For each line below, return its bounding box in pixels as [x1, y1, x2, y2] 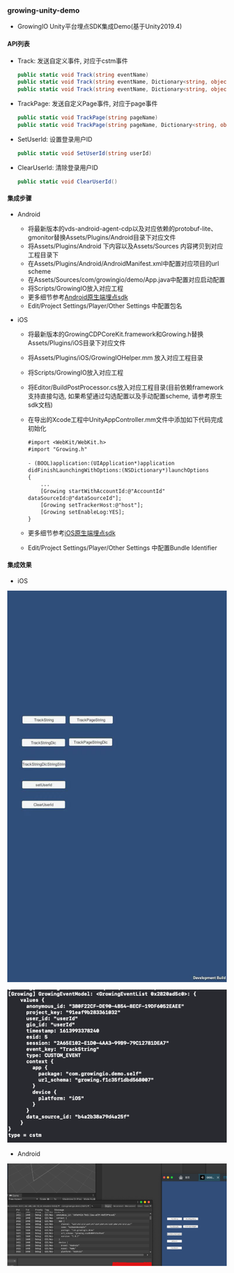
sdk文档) [27, 400, 54, 409]
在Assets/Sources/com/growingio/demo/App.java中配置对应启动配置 [27, 275, 226, 284]
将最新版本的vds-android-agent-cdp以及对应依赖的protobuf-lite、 [27, 224, 217, 232]
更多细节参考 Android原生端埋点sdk [27, 292, 129, 301]
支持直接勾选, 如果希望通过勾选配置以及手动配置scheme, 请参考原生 [27, 391, 223, 400]
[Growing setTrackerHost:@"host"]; [40, 502, 144, 509]
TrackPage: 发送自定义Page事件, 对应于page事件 [17, 100, 158, 108]
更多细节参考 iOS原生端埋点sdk [27, 529, 116, 537]
